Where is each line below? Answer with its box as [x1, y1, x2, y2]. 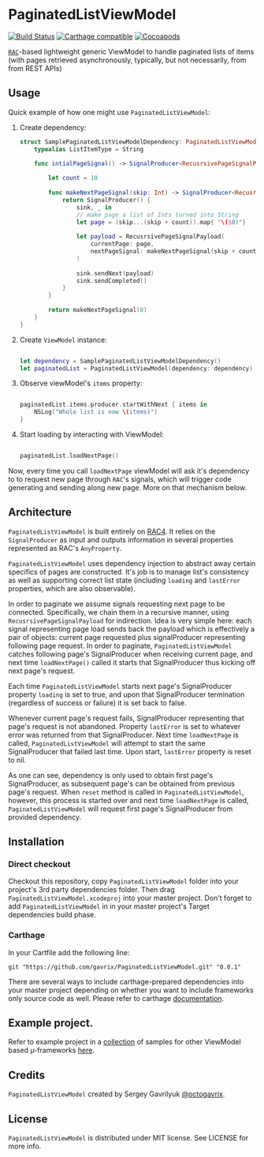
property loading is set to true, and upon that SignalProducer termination [8, 690, 245, 699]
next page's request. [8, 666, 76, 675]
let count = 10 [48, 174, 99, 182]
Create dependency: [19, 122, 87, 132]
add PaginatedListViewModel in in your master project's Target [8, 902, 210, 911]
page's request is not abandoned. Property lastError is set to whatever [8, 721, 241, 731]
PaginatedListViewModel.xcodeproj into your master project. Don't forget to [8, 893, 252, 903]
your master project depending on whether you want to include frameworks [8, 985, 254, 995]
